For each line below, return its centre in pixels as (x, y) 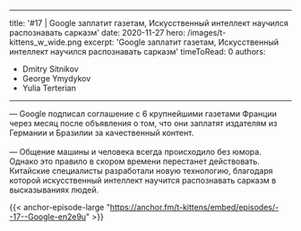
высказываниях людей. (54, 190)
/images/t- (207, 33)
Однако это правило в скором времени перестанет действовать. (134, 161)
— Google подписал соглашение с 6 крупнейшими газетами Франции (143, 114)
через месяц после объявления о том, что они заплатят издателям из (143, 123)
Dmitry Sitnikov (50, 69)
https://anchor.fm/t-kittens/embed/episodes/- (194, 207)
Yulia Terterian (49, 88)
